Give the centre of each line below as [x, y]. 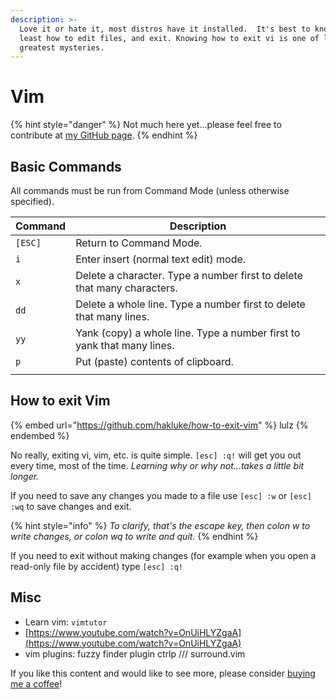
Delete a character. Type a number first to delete [189, 275]
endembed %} [40, 435]
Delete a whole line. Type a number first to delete [190, 304]
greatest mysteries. [62, 47]
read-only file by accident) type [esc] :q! [97, 566]
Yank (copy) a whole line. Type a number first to [188, 333]
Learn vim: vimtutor [66, 622]
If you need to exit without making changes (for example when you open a [163, 555]
